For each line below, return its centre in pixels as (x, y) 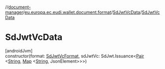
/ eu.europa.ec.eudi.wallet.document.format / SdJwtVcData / (82, 12)
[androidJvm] (19, 50)
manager (14, 12)
